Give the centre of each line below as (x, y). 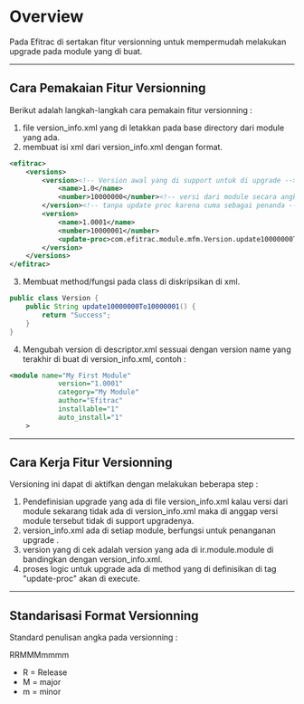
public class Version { (54, 299)
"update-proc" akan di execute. (81, 579)
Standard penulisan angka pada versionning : (94, 637)
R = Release (45, 672)
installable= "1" (88, 409)
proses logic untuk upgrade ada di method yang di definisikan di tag (149, 569)
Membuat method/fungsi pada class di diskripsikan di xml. (131, 281)
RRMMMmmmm (39, 655)
